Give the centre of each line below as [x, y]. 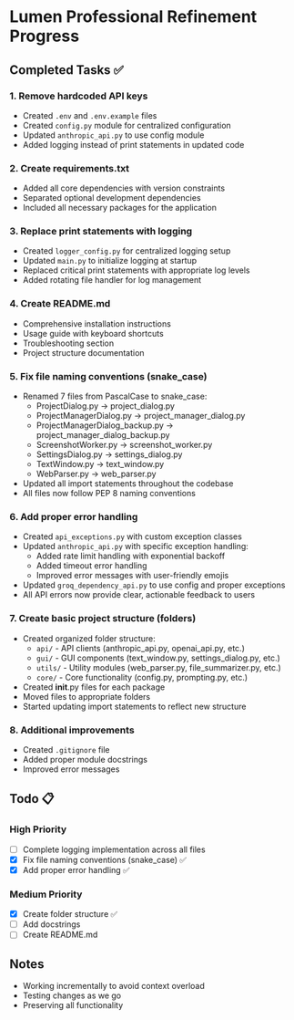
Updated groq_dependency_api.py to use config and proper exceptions [154, 585]
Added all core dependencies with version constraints [124, 188]
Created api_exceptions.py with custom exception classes [132, 536]
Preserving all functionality [73, 1005]
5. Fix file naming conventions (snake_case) [108, 376]
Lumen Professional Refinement [133, 17]
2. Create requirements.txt [70, 168]
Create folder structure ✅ [70, 914]
